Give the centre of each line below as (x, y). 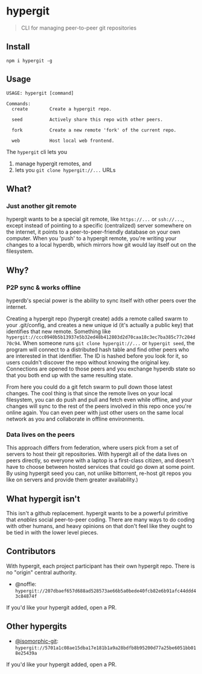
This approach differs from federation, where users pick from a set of (93, 448)
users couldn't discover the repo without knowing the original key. (88, 362)
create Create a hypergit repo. (62, 109)
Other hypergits (37, 627)
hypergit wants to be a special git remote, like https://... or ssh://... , (95, 219)
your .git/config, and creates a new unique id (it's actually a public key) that (100, 325)
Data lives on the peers (41, 434)
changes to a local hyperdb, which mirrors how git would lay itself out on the (101, 245)
